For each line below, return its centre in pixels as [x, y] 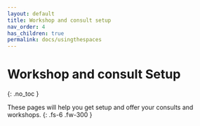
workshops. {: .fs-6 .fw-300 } [50, 115]
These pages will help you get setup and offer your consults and [100, 107]
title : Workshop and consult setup [59, 20]
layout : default [31, 14]
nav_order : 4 [26, 27]
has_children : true [36, 33]
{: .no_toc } [23, 94]
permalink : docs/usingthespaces [54, 40]
